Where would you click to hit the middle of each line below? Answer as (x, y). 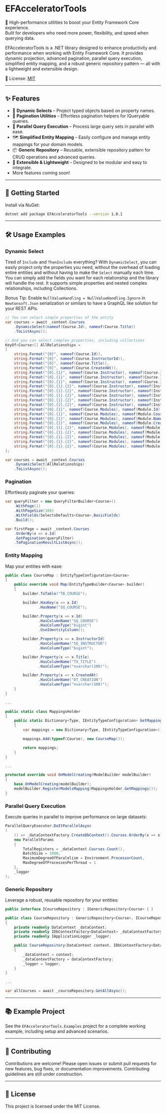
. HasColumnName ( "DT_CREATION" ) (70, 680)
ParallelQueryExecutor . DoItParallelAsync (48, 826)
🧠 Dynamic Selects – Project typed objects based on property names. (83, 110)
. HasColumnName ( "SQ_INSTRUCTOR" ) (73, 644)
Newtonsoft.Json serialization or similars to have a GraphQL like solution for (82, 303)
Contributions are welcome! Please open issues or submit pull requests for (81, 1063)
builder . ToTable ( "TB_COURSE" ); (55, 594)
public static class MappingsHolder (43, 711)
